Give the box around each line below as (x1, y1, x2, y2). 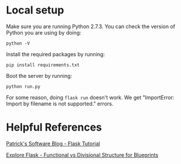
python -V (6, 40, 30, 46)
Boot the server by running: (6, 72, 72, 79)
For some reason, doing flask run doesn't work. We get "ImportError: (6, 94, 175, 101)
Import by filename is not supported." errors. (6, 100, 114, 107)
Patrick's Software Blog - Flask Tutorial (6, 140, 101, 147)
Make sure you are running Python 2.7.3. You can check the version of (6, 23, 176, 30)
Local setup (6, 4, 64, 17)
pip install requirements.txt (6, 62, 80, 68)
